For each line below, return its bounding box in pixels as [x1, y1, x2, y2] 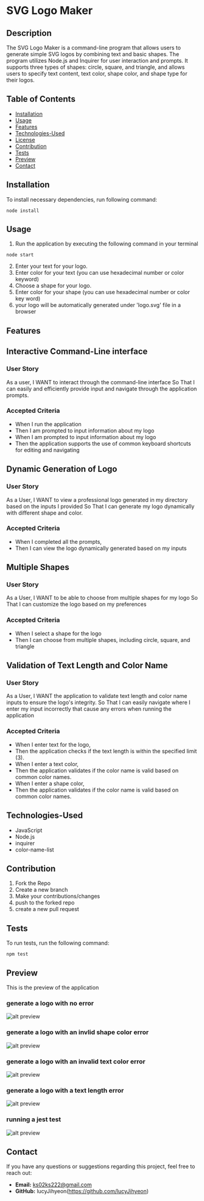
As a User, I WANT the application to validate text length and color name [6, 692, 188, 700]
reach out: [6, 1169, 32, 1177]
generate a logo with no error [6, 999, 94, 1007]
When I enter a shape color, [15, 780, 85, 787]
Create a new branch [15, 886, 68, 893]
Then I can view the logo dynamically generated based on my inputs [15, 544, 187, 552]
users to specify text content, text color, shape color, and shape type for [6, 70, 188, 77]
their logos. [6, 77, 35, 83]
